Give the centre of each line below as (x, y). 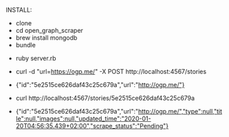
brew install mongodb (46, 38)
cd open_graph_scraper (49, 30)
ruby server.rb (36, 58)
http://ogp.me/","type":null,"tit (181, 111)
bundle (26, 45)
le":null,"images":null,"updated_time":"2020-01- (83, 119)
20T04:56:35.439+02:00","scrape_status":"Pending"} (92, 126)
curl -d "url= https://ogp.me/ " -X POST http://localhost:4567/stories (111, 72)
